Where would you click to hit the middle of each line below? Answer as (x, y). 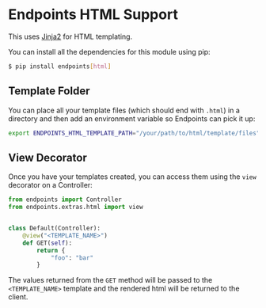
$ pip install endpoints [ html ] (60, 66)
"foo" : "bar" (72, 258)
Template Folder (49, 91)
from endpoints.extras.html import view (76, 207)
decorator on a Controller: (50, 185)
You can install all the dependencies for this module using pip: (110, 51)
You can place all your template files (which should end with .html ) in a (124, 110)
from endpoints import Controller (65, 200)
